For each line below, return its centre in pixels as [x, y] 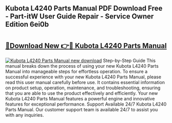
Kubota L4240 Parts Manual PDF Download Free [84, 8]
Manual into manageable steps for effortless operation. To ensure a [77, 71]
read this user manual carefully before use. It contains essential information [85, 82]
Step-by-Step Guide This [129, 60]
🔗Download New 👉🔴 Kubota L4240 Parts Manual [86, 46]
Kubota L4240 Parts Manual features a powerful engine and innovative [80, 99]
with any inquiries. [25, 115]
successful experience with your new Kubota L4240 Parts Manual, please [83, 77]
